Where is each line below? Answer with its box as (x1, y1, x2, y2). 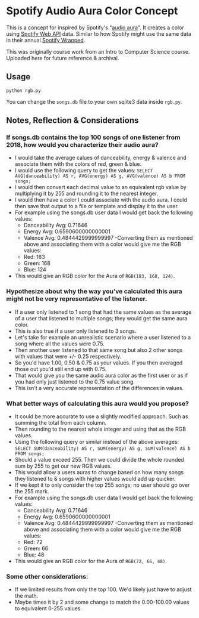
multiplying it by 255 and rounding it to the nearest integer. (14, 190, 159, 197)
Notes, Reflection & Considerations (6, 115, 139, 126)
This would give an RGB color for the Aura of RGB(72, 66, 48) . (14, 558, 168, 565)
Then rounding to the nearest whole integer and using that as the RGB (14, 425, 186, 433)
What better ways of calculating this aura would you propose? (6, 399, 189, 407)
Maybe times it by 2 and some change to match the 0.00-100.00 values (14, 598, 189, 606)
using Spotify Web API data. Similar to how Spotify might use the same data (6, 30, 192, 37)
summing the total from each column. (14, 419, 107, 427)
